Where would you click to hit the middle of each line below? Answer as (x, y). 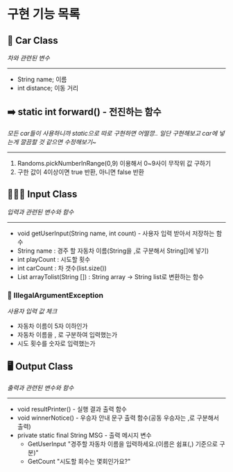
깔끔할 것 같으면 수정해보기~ (58, 142)
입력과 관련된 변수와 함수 (41, 212)
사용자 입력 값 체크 (32, 311)
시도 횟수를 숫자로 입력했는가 (56, 343)
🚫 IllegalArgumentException (55, 295)
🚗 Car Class (33, 40)
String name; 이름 (42, 79)
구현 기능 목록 (44, 14)
